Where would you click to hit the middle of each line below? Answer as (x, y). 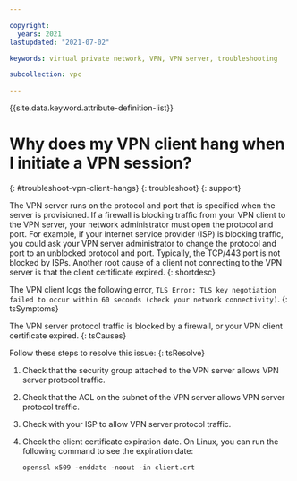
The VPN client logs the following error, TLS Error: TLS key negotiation (143, 290)
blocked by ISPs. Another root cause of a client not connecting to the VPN (146, 263)
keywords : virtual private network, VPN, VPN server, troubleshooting (144, 58)
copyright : (30, 25)
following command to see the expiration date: (108, 451)
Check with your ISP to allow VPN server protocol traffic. (127, 424)
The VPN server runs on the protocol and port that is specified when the (142, 206)
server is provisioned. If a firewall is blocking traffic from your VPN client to (148, 215)
